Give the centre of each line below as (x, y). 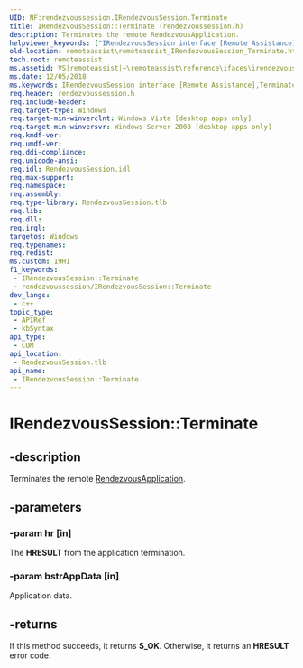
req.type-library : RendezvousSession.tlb (88, 203)
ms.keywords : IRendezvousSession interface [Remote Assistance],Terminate (153, 85)
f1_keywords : (34, 270)
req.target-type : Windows (58, 110)
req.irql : (28, 228)
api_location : (36, 353)
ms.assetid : (32, 69)
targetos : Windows (44, 236)
